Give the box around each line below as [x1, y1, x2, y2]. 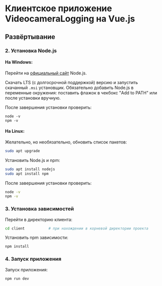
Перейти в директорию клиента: [5, 216, 73, 222]
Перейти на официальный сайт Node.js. [5, 70, 87, 76]
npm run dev [5, 276, 29, 281]
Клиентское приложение [5, 3, 113, 14]
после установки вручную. [5, 95, 61, 101]
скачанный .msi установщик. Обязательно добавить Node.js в [5, 85, 134, 90]
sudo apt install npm [5, 171, 49, 176]
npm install [5, 244, 29, 249]
